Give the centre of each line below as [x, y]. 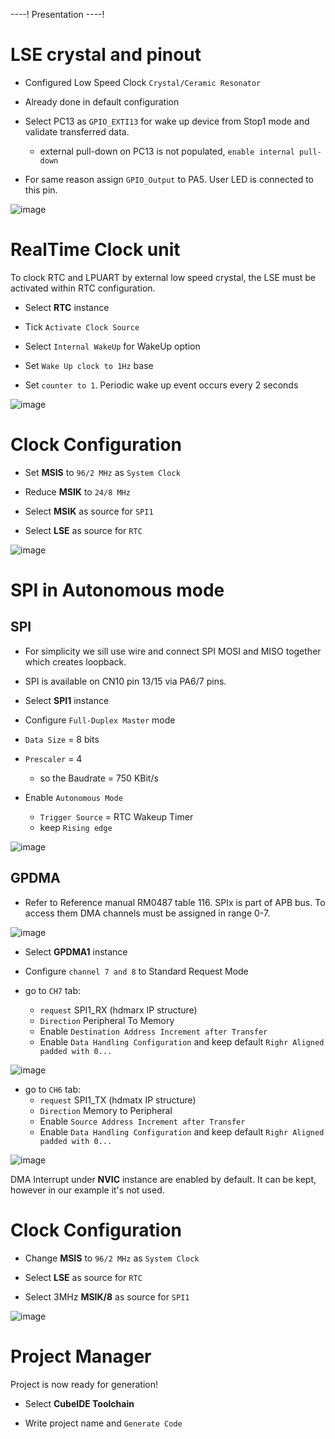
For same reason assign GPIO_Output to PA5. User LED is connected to [169, 179]
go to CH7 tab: [53, 990]
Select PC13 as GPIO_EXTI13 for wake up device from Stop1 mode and [167, 121]
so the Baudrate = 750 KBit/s [99, 778]
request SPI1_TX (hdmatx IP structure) [118, 1100]
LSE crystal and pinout [106, 55]
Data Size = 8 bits [62, 739]
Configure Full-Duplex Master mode [100, 720]
